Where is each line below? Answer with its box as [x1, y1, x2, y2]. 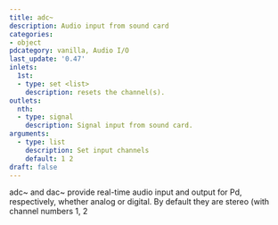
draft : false [9, 162, 58, 171]
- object [9, 37, 42, 47]
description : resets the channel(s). [25, 87, 166, 96]
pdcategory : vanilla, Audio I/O [9, 46, 129, 55]
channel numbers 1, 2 [9, 206, 88, 217]
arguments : [9, 129, 50, 138]
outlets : [9, 96, 42, 105]
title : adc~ [9, 12, 53, 22]
